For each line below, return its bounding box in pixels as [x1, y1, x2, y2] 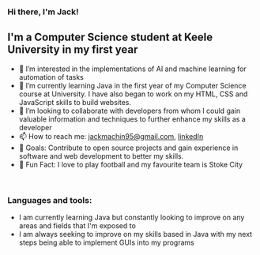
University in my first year [7, 43, 138, 57]
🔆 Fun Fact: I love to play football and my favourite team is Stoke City [18, 159, 243, 169]
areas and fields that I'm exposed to [18, 221, 136, 231]
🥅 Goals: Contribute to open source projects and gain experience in [18, 143, 239, 152]
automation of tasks [18, 72, 84, 81]
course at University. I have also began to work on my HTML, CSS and [18, 89, 248, 99]
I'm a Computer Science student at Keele [7, 31, 213, 44]
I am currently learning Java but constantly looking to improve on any [18, 212, 245, 223]
